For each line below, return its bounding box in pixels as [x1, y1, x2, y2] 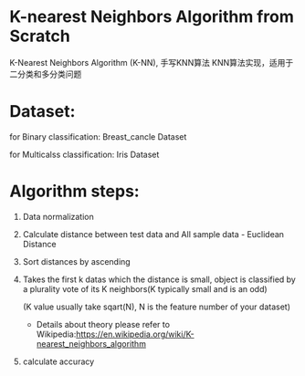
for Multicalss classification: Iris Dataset [9, 149, 160, 160]
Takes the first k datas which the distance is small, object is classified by [22, 274, 297, 285]
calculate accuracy [22, 356, 95, 367]
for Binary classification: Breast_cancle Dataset [9, 131, 187, 142]
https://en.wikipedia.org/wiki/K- [76, 329, 195, 339]
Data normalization [22, 211, 94, 222]
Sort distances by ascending [22, 256, 131, 266]
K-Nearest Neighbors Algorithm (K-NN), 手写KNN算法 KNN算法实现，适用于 [9, 57, 294, 68]
